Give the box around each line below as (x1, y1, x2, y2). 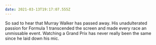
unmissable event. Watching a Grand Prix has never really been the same (5, 30, 152, 36)
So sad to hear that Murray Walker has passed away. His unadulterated (5, 20, 147, 26)
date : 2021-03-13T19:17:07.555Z (5, 7, 70, 12)
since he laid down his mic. (5, 35, 59, 41)
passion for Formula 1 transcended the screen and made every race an (5, 25, 147, 31)
